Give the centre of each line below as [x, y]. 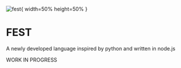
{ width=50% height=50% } [54, 9]
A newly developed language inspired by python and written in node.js [91, 48]
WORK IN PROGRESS [32, 60]
